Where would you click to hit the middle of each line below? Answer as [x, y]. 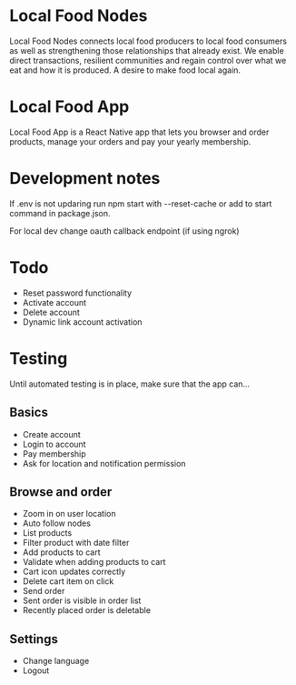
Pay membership [54, 453]
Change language [56, 661]
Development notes [85, 179]
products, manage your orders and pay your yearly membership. [130, 141]
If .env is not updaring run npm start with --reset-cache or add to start [141, 203]
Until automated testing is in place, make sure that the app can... [130, 384]
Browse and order [61, 492]
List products [47, 533]
